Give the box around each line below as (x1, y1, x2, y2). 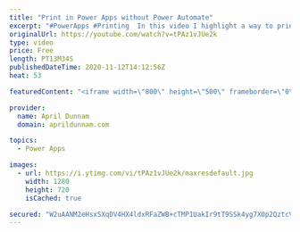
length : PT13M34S (9, 54, 74, 63)
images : (9, 161, 38, 170)
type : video (9, 37, 54, 47)
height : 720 (25, 185, 70, 195)
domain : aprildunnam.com (17, 120, 110, 129)
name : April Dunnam (17, 112, 90, 120)
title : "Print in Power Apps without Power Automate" (9, 12, 214, 22)
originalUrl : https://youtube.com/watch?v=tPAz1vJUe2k (9, 29, 218, 38)
